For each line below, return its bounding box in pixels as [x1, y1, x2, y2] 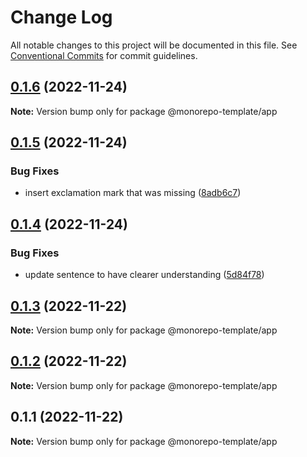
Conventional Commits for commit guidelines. [10, 49, 198, 61]
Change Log [10, 6, 113, 29]
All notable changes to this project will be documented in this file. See [10, 39, 298, 51]
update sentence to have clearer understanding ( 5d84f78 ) [24, 269, 265, 281]
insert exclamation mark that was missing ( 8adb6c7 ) [24, 187, 242, 199]
